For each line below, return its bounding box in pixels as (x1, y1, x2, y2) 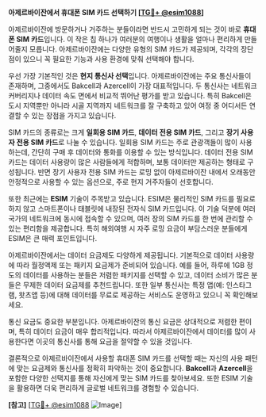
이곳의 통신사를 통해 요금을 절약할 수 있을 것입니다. (35, 337, 193, 346)
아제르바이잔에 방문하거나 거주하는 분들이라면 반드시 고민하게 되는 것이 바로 (8, 25, 242, 34)
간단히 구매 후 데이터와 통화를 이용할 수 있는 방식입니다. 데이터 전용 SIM (31, 147, 253, 157)
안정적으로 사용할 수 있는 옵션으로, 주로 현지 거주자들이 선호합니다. (8, 178, 214, 186)
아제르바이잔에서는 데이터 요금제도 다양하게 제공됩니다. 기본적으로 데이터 (8, 251, 233, 260)
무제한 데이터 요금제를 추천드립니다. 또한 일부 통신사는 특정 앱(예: (22, 281, 225, 289)
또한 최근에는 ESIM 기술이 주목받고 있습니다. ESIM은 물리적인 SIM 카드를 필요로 (8, 194, 256, 203)
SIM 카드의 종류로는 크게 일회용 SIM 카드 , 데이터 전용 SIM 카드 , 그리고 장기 (8, 128, 240, 137)
